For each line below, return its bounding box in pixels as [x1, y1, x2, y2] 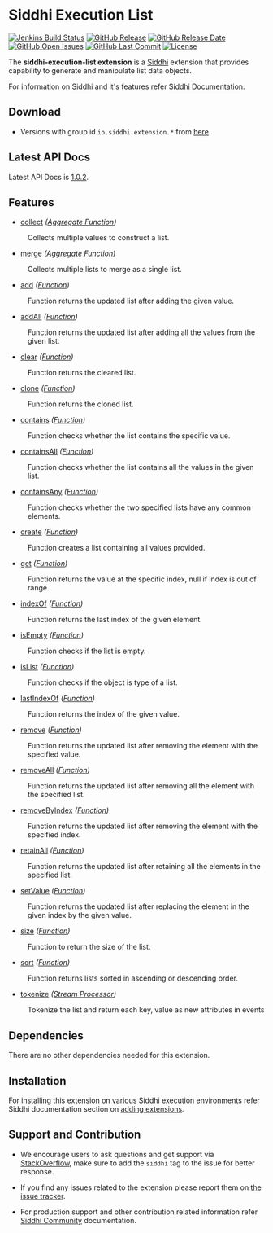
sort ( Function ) [19, 958, 71, 968]
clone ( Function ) [19, 384, 76, 393]
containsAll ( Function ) [19, 446, 94, 457]
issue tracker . [19, 1191, 67, 1200]
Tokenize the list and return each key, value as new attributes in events [27, 1005, 266, 1015]
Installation [8, 1073, 67, 1088]
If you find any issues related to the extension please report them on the [19, 1183, 262, 1192]
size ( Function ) [19, 926, 71, 936]
